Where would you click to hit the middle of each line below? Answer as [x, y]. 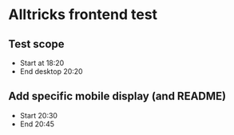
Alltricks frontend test [83, 15]
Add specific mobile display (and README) [117, 96]
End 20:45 [37, 124]
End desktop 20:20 [51, 71]
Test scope [37, 44]
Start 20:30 [39, 115]
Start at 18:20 [42, 63]
